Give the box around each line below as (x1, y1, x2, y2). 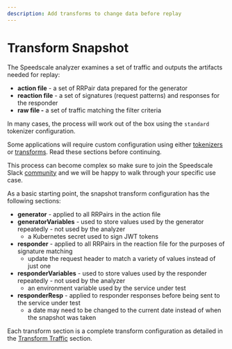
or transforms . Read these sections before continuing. (7, 147, 162, 156)
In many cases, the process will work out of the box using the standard (7, 119, 210, 128)
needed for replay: (7, 70, 60, 78)
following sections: (7, 196, 61, 205)
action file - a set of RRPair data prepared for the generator (17, 84, 188, 92)
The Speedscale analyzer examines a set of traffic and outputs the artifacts (7, 63, 223, 71)
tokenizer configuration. (7, 126, 76, 135)
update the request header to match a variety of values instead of (27, 254, 216, 262)
